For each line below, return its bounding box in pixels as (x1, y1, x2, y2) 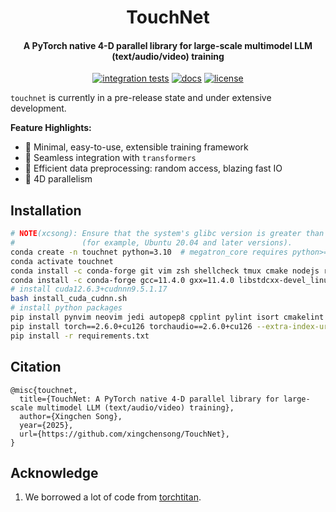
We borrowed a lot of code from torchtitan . (24, 491, 202, 503)
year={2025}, (19, 420, 74, 430)
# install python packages (10, 303, 123, 313)
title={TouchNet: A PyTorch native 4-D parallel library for (19, 394, 280, 404)
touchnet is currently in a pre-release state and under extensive (10, 92, 272, 104)
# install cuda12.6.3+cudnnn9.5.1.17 (10, 284, 168, 295)
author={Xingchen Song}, (19, 411, 123, 421)
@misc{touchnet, (10, 385, 78, 395)
